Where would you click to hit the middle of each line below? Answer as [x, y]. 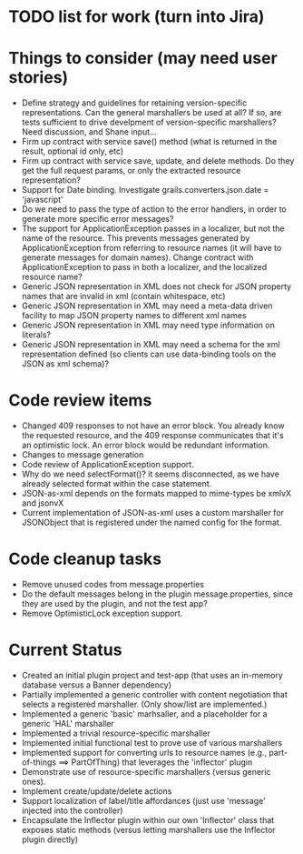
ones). [34, 781]
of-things [39, 762]
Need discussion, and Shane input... [89, 132]
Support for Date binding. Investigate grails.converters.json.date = [145, 190]
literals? [36, 335]
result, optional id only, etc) [73, 151]
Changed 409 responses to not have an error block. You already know [153, 426]
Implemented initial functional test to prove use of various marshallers [152, 742]
